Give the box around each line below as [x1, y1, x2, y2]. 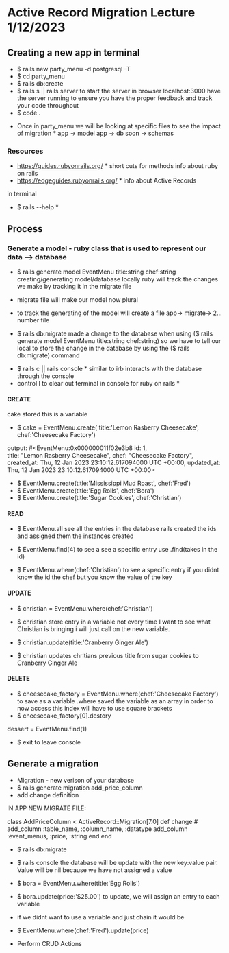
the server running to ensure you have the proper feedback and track [16, 94, 213, 102]
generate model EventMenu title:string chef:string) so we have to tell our [16, 336, 221, 344]
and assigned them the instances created [16, 532, 134, 540]
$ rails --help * [16, 203, 59, 211]
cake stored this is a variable [7, 410, 87, 419]
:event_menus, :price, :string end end [7, 832, 112, 840]
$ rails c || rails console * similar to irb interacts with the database [16, 364, 202, 373]
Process [7, 223, 43, 235]
